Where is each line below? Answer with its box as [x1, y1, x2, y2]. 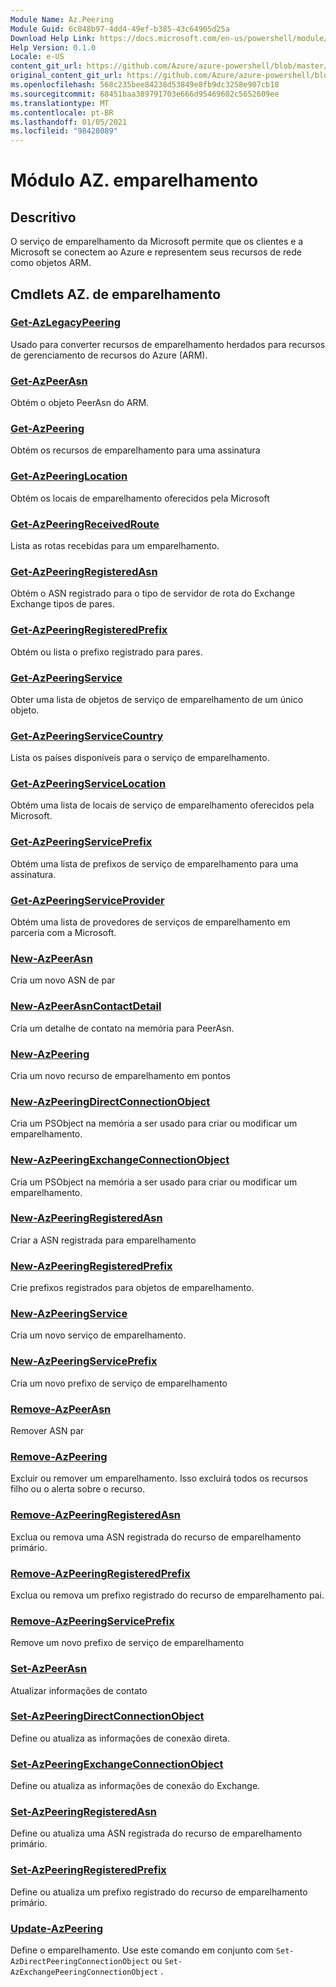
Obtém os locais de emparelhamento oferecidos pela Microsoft [10, 492, 270, 504]
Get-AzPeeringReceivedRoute [10, 517, 160, 531]
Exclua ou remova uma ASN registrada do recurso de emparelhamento [10, 1531, 302, 1543]
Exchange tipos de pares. [10, 598, 115, 610]
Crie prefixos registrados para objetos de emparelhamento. [10, 1282, 255, 1294]
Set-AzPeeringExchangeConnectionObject [10, 1757, 224, 1771]
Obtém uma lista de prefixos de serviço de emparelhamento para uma [10, 857, 299, 870]
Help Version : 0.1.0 [10, 42, 97, 53]
